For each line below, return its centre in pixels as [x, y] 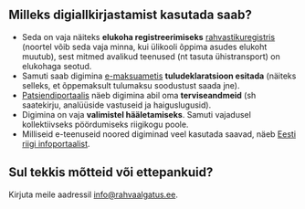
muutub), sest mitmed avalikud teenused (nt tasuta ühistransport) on [151, 56]
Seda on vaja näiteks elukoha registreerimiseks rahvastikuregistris [148, 37]
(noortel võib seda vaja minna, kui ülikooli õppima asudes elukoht [144, 47]
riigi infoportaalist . [56, 143]
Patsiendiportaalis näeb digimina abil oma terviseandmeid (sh [139, 95]
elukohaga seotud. [57, 66]
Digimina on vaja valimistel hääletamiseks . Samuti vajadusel [137, 114]
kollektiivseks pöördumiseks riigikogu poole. [105, 124]
